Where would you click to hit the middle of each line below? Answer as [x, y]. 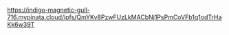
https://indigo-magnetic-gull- [49, 10]
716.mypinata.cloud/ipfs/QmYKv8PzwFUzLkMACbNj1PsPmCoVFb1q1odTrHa [115, 17]
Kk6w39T [21, 24]
